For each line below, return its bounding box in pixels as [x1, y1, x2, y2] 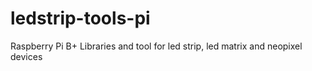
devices [10, 50, 43, 62]
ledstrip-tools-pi [10, 7, 151, 30]
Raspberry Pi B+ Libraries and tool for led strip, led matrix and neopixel [10, 40, 303, 52]
